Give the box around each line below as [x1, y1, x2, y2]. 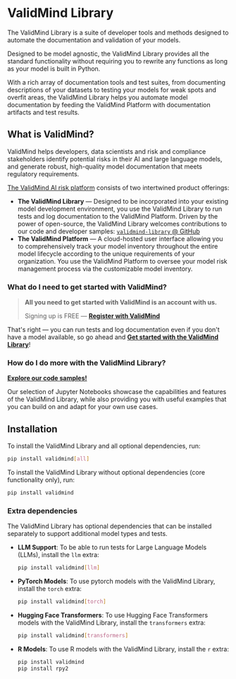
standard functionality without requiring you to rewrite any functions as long [7, 56, 228, 65]
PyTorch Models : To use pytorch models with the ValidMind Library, [17, 577, 216, 586]
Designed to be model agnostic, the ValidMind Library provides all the [7, 49, 210, 58]
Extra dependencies [7, 506, 77, 515]
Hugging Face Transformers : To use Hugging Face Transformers [17, 611, 209, 619]
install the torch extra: [17, 585, 82, 593]
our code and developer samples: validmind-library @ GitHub [17, 227, 201, 235]
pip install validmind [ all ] [7, 455, 90, 463]
